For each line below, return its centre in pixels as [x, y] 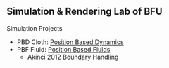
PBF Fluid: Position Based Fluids [63, 49]
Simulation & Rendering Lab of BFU [84, 12]
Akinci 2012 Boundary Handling [73, 57]
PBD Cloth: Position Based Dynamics [70, 42]
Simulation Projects [35, 28]
